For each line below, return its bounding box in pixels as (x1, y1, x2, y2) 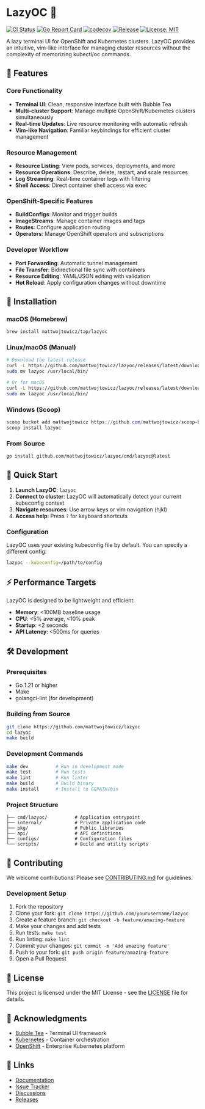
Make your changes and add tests (15, 923, 101, 930)
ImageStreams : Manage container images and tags (15, 217, 145, 225)
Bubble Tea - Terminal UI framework (15, 1029, 107, 1036)
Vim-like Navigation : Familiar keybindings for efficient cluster (15, 126, 171, 134)
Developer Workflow (6, 246, 69, 254)
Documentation (15, 1076, 54, 1083)
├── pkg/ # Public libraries (6, 825, 124, 832)
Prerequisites (6, 667, 47, 676)
